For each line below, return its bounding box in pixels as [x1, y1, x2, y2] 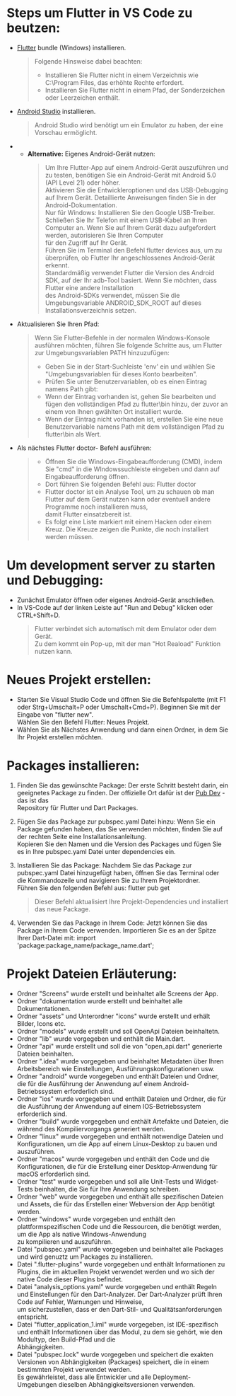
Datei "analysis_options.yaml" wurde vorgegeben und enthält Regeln [16, 1282, 217, 1291]
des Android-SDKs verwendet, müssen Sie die [45, 291, 180, 299]
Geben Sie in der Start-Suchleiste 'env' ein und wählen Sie [45, 362, 216, 371]
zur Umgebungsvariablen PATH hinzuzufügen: [34, 348, 170, 357]
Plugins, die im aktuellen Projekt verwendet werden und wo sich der [16, 1267, 215, 1276]
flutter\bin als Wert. [45, 429, 102, 438]
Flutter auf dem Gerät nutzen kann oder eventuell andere [45, 495, 211, 503]
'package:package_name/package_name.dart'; [16, 941, 155, 950]
